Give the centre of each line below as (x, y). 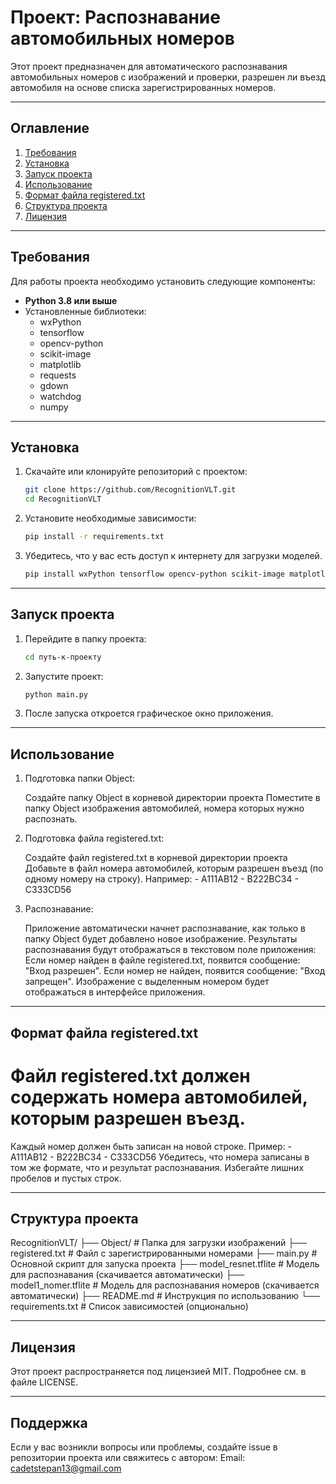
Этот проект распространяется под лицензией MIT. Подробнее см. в (158, 1372)
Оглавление (50, 128)
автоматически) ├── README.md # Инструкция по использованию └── (165, 1296)
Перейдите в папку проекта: (85, 638)
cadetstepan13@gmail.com (66, 1468)
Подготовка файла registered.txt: (94, 838)
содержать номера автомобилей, (159, 1097)
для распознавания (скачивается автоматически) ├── (127, 1275)
